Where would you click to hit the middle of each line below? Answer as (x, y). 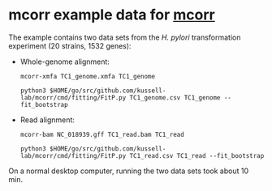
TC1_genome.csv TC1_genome (175, 98)
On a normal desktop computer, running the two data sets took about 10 (129, 171)
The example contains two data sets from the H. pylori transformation (125, 37)
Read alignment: (47, 120)
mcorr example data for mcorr (112, 15)
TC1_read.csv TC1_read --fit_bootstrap (197, 155)
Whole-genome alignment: (65, 62)
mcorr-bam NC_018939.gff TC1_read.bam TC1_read (102, 134)
